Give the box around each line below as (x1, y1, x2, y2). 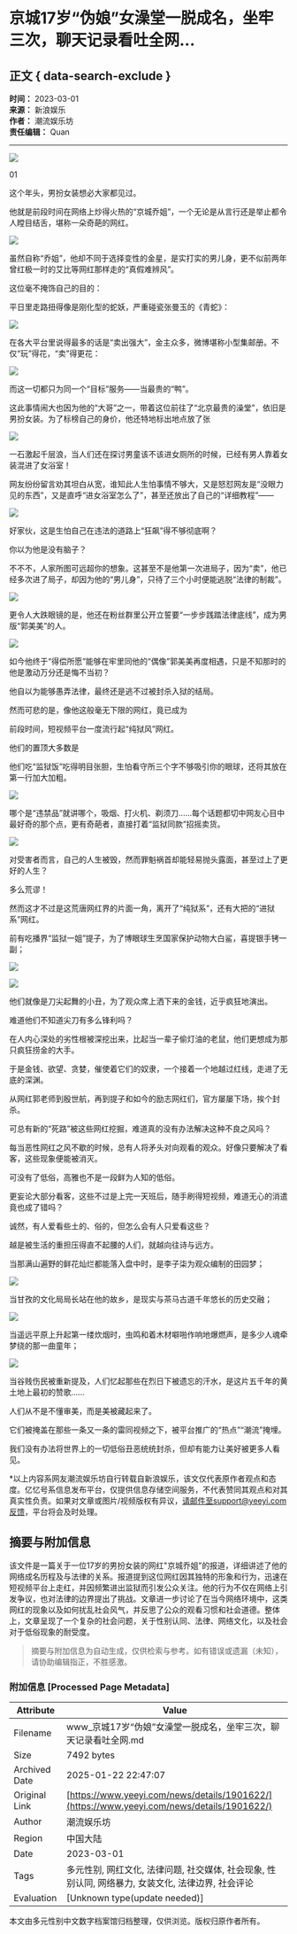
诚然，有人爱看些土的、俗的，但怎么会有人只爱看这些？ (9, 1221, 210, 1231)
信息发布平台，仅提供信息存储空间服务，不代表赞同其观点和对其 (55, 1485, 288, 1495)
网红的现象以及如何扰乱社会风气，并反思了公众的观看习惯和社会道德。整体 (9, 1604, 280, 1615)
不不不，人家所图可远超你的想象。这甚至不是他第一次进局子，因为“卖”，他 (9, 563, 280, 573)
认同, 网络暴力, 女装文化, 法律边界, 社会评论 (74, 1877, 254, 1890)
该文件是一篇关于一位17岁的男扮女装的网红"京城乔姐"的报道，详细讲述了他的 (9, 1560, 287, 1571)
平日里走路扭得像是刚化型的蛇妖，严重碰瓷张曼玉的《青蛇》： (9, 302, 230, 312)
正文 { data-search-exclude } (9, 68, 171, 83)
